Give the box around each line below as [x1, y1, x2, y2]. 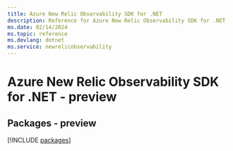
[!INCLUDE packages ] [7, 136, 71, 144]
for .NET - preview [7, 89, 117, 105]
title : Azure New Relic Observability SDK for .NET [7, 10, 162, 18]
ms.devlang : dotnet [7, 37, 65, 44]
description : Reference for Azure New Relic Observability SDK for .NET [7, 17, 226, 24]
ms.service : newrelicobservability [7, 43, 112, 50]
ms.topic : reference [7, 30, 68, 38]
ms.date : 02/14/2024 [7, 23, 68, 30]
